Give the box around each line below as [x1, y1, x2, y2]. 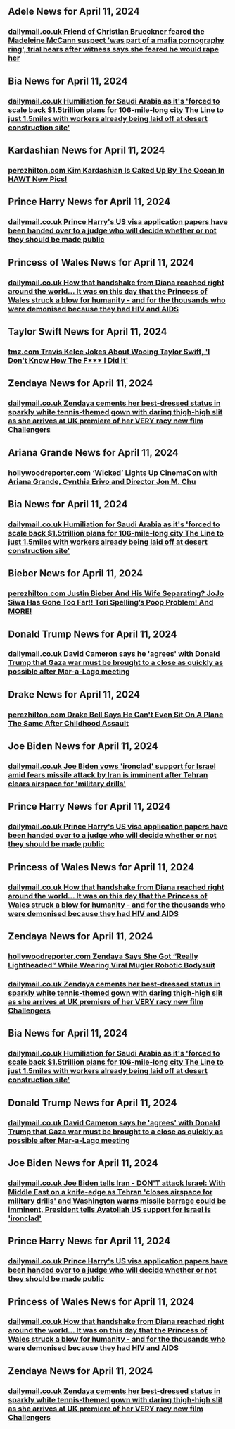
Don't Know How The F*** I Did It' [8, 355, 129, 365]
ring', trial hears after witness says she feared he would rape [8, 44, 220, 54]
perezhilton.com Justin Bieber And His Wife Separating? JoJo [8, 588, 224, 598]
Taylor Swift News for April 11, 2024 [8, 326, 167, 338]
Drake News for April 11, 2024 [8, 688, 140, 700]
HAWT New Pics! [8, 174, 68, 184]
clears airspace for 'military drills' [8, 779, 126, 788]
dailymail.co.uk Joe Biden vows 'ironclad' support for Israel [8, 761, 217, 771]
